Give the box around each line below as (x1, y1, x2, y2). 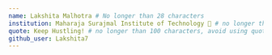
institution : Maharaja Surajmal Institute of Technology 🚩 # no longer (8, 19, 255, 27)
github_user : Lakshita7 (8, 34, 89, 43)
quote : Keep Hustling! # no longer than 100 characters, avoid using (8, 27, 249, 35)
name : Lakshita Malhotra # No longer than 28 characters (8, 11, 205, 20)
